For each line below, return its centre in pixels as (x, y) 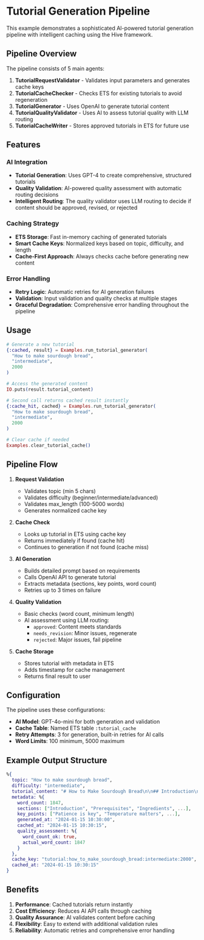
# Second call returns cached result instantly (68, 401)
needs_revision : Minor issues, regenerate (85, 633)
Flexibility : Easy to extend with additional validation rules (87, 924)
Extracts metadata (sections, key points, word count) (90, 583)
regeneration (31, 99)
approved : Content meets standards (77, 627)
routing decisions (37, 195)
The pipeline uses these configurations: (56, 710)
